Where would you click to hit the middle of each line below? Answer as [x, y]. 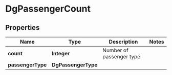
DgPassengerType [75, 65]
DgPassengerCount [48, 9]
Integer [61, 53]
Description [123, 42]
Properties [23, 28]
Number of [115, 50]
